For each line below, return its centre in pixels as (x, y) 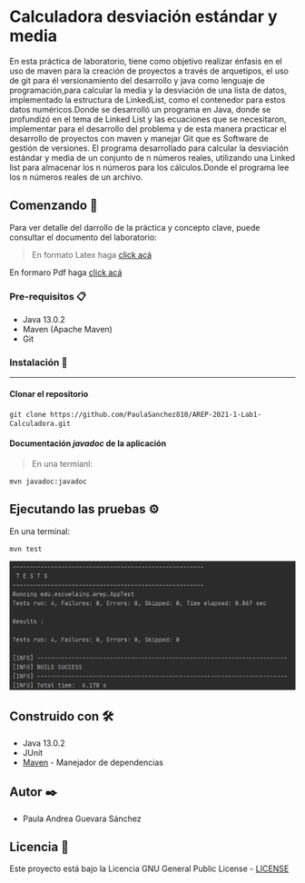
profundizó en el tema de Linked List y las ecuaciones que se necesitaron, (148, 119)
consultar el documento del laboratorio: (83, 237)
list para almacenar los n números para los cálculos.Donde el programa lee (149, 167)
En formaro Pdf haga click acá (66, 272)
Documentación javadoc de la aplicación (88, 443)
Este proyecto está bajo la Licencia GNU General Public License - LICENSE (149, 868)
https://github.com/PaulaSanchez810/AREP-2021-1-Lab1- (155, 414)
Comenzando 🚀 (54, 206)
